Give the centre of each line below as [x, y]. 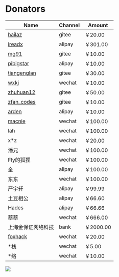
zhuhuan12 [22, 92]
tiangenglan [22, 73]
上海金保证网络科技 [31, 227]
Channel [69, 25]
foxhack [17, 236]
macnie [17, 121]
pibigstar [18, 63]
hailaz [15, 34]
